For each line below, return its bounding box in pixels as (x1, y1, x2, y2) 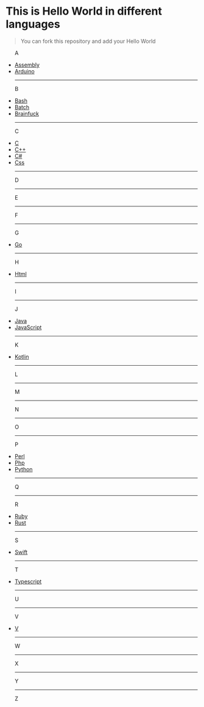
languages (5, 17, 60, 31)
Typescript (14, 578, 42, 585)
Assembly (14, 61, 40, 68)
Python (14, 465, 33, 473)
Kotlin (14, 353, 29, 360)
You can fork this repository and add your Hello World (20, 37, 156, 45)
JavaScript (14, 324, 42, 331)
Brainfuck (14, 110, 39, 117)
